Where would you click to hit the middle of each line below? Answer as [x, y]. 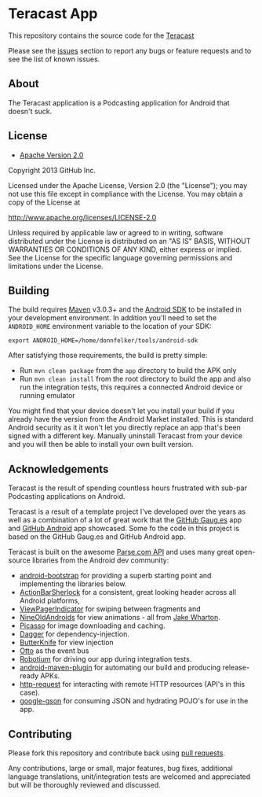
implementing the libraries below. [73, 584]
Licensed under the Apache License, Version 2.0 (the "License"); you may [128, 185]
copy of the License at [44, 202]
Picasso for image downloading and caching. [93, 625]
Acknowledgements [58, 469]
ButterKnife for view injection [66, 643]
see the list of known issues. [54, 59]
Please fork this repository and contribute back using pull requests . [117, 753]
